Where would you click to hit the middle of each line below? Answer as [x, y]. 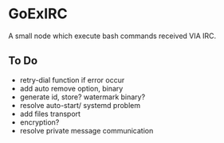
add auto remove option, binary [71, 88]
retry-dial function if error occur [72, 79]
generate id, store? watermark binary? [83, 97]
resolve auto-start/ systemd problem [80, 105]
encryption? [39, 122]
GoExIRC [38, 14]
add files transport [50, 114]
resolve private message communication [86, 130]
